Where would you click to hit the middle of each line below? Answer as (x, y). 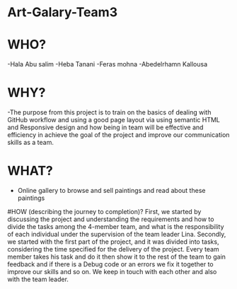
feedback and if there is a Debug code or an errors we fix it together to (110, 264)
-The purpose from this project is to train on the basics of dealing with (109, 112)
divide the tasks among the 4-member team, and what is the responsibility (116, 226)
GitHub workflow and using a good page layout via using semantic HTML (114, 120)
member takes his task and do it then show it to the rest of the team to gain (117, 256)
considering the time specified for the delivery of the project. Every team (113, 249)
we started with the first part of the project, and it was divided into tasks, (113, 242)
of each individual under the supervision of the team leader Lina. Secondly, (117, 234)
